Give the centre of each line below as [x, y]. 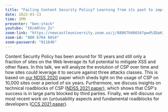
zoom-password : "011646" [31, 42]
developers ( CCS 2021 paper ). [36, 104]
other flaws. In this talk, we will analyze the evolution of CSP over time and [82, 67]
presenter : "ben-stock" [30, 24]
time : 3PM [15, 19]
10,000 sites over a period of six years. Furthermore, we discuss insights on [83, 83]
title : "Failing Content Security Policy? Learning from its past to [79, 10]
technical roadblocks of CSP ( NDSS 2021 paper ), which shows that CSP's [81, 88]
